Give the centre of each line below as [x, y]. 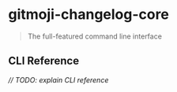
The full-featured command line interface [94, 36]
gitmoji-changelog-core [89, 15]
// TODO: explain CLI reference [58, 79]
